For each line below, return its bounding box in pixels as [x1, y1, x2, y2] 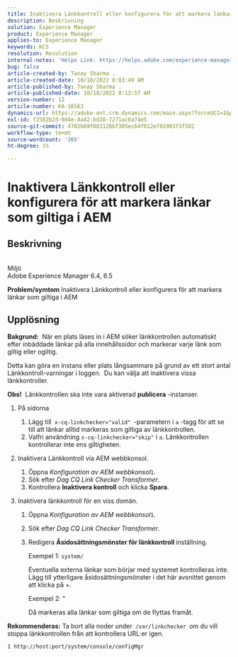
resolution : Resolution [7, 50, 78, 58]
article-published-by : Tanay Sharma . [7, 83, 122, 90]
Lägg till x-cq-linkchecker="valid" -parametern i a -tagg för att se [28, 417, 225, 426]
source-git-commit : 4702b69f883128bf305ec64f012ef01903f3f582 [7, 122, 195, 130]
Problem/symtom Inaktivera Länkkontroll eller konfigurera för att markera [7, 286, 222, 294]
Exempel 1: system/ [28, 551, 84, 560]
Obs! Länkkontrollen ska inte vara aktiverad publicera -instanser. [7, 390, 199, 398]
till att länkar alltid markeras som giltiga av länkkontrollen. [28, 425, 196, 433]
